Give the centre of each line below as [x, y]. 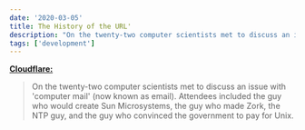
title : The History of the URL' [70, 26]
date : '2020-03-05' [46, 18]
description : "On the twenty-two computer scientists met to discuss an [150, 35]
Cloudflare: [31, 69]
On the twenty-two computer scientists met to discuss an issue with [159, 86]
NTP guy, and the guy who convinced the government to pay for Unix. [162, 115]
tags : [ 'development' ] [52, 43]
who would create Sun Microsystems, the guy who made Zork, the [156, 106]
